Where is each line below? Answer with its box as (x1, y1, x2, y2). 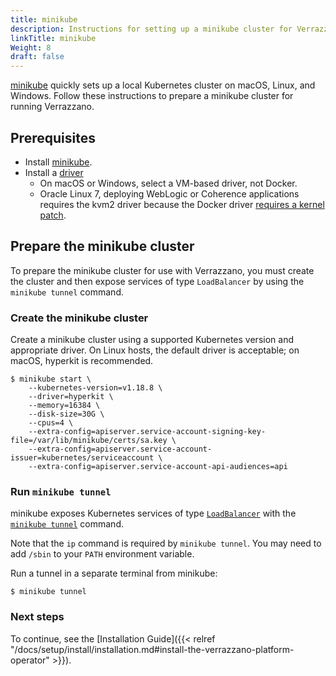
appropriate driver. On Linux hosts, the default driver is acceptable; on (10, 344, 300, 356)
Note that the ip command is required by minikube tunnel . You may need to (10, 537, 322, 550)
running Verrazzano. (10, 101, 95, 113)
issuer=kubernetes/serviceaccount (10, 453, 155, 463)
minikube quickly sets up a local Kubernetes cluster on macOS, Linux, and (10, 79, 316, 91)
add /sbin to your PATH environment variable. (10, 548, 195, 560)
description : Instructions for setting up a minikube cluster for (10, 24, 293, 34)
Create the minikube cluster (10, 311, 149, 325)
